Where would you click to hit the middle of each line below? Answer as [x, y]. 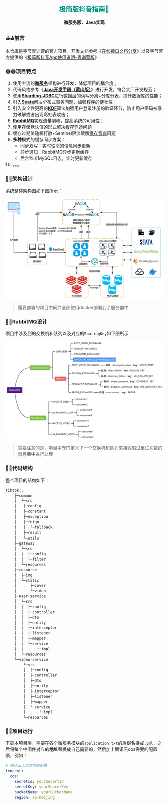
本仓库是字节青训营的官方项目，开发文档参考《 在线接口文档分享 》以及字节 [82, 51]
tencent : [15, 771]
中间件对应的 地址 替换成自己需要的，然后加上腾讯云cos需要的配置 [90, 749]
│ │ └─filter [30, 559]
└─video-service [32, 659]
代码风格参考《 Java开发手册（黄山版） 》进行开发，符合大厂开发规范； [85, 90]
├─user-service [30, 596]
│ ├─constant [30, 512]
